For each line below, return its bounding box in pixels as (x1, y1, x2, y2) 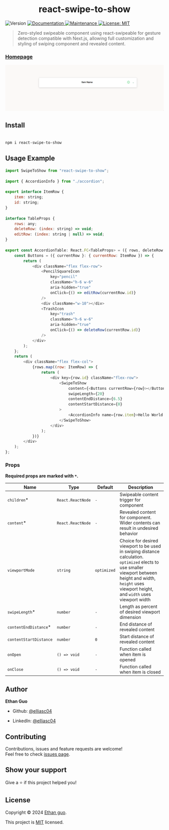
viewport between (120, 570, 157, 576)
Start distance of (120, 634, 154, 640)
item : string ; (14, 195, 44, 200)
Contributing (5, 732, 46, 741)
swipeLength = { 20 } (68, 391, 105, 396)
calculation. (120, 554, 144, 560)
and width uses (120, 591, 151, 597)
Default (97, 484, 113, 490)
